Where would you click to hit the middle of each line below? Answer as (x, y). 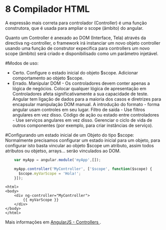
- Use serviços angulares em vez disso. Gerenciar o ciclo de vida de (82, 120)
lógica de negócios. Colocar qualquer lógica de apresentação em (79, 88)
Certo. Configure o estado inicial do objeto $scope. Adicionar (75, 72)
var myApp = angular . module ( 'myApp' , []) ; (57, 160)
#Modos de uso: (22, 63)
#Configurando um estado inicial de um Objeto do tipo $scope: (70, 135)
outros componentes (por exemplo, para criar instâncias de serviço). (83, 125)
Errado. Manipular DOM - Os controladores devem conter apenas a (81, 83)
